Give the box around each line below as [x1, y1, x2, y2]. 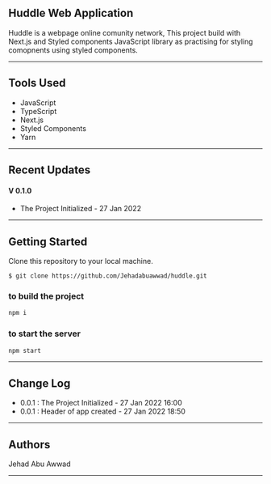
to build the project [8, 291, 85, 302]
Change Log [8, 376, 71, 390]
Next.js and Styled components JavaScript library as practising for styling [8, 36, 253, 46]
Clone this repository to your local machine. [8, 257, 153, 266]
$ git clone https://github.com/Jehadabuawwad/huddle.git [8, 272, 207, 280]
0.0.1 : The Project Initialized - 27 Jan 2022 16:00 [19, 398, 183, 408]
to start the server [8, 328, 81, 339]
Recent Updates [8, 163, 91, 177]
